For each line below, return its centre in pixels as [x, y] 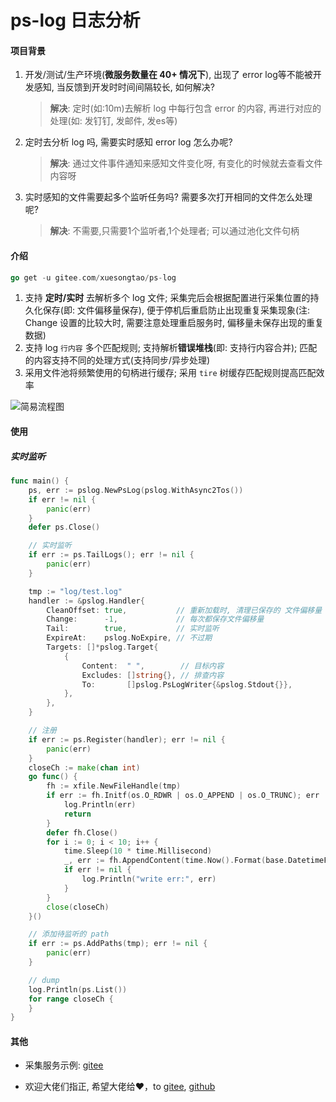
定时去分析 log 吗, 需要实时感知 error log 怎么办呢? [128, 142]
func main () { [40, 481]
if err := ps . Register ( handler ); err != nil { [127, 739]
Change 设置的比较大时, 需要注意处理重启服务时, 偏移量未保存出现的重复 [174, 323]
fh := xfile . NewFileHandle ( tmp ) [114, 786]
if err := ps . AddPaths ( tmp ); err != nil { [118, 944]
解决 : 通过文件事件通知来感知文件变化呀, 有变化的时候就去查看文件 [186, 163]
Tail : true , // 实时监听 [133, 629]
